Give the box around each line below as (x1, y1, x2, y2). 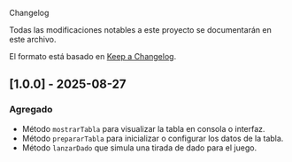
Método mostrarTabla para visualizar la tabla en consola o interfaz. (21, 123, 265, 134)
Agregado (9, 104, 53, 116)
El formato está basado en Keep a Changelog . (9, 51, 177, 61)
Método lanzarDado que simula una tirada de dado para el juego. (21, 142, 257, 153)
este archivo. (9, 35, 57, 44)
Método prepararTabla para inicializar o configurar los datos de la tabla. (21, 133, 284, 143)
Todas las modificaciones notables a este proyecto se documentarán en (9, 25, 272, 35)
